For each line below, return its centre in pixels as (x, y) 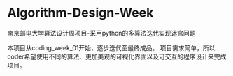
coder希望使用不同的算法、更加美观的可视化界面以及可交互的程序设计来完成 (117, 56)
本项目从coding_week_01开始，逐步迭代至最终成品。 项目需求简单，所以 (111, 47)
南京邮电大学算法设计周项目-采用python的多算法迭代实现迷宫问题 (101, 33)
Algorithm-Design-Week (80, 13)
